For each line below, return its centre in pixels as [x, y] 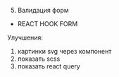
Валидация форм [43, 10]
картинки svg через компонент [64, 51]
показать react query [49, 66]
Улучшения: [25, 37]
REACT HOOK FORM [48, 24]
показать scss [39, 59]
